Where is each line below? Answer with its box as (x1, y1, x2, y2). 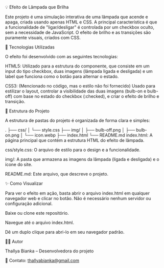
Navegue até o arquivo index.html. (5, 220, 74, 225)
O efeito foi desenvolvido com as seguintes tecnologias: (5, 54, 118, 59)
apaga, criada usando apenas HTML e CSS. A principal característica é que (5, 19, 158, 25)
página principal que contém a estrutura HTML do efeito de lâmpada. (5, 137, 144, 143)
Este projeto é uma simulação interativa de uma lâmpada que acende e (5, 14, 148, 20)
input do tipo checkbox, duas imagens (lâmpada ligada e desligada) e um (5, 68, 153, 74)
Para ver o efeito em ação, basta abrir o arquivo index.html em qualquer (5, 190, 150, 196)
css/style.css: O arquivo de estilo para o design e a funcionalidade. (5, 147, 141, 153)
